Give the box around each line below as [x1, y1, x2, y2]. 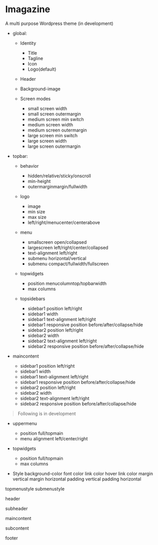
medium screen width [27, 121, 73, 127]
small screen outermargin [27, 111, 81, 117]
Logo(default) [27, 66, 57, 72]
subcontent [5, 525, 29, 531]
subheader [5, 505, 28, 511]
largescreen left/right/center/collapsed [27, 244, 109, 250]
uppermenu [12, 420, 37, 426]
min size [27, 208, 46, 214]
